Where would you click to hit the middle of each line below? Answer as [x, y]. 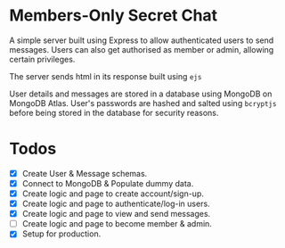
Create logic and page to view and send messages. [116, 214]
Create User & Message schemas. [85, 173]
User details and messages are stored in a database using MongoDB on [141, 94]
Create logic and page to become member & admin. [117, 224]
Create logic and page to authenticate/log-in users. [116, 204]
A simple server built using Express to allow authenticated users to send [142, 40]
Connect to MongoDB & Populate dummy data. [108, 183]
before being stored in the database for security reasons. [114, 112]
